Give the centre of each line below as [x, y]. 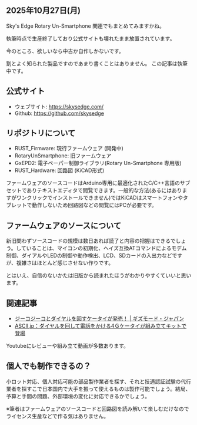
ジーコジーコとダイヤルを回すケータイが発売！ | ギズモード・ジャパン [99, 319]
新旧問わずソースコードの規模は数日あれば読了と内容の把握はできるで [91, 241]
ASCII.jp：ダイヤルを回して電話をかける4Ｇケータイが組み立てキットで [101, 326]
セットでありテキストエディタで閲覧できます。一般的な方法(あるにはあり [94, 190]
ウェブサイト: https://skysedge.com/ [59, 106]
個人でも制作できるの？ [49, 366]
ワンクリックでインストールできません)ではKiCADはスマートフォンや [100, 198]
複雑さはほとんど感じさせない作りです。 [65, 263]
